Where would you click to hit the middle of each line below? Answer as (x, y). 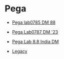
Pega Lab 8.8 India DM (35, 41)
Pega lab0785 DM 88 (34, 22)
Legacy (19, 51)
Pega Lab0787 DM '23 (35, 32)
